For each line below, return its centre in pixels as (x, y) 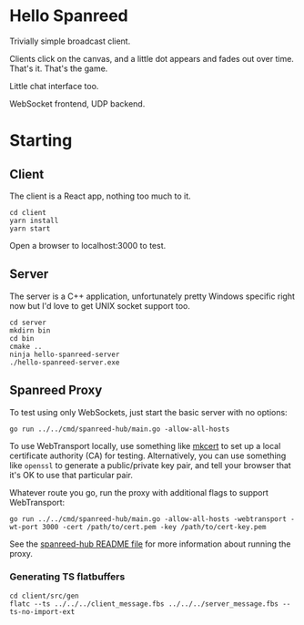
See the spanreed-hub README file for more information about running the (150, 544)
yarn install (34, 220)
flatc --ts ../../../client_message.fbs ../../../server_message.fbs (144, 604)
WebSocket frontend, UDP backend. (77, 103)
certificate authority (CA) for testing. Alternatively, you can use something (148, 456)
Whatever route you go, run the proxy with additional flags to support (139, 492)
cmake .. (26, 346)
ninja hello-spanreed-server (65, 354)
